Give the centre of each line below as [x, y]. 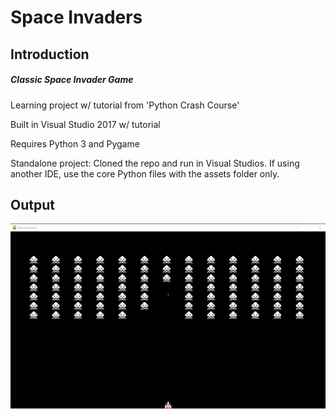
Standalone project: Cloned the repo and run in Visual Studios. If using [155, 163]
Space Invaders [76, 17]
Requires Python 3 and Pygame [75, 143]
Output [32, 204]
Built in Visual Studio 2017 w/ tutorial [85, 124]
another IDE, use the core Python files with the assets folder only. [145, 173]
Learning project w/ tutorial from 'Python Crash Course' [125, 105]
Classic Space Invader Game [72, 80]
